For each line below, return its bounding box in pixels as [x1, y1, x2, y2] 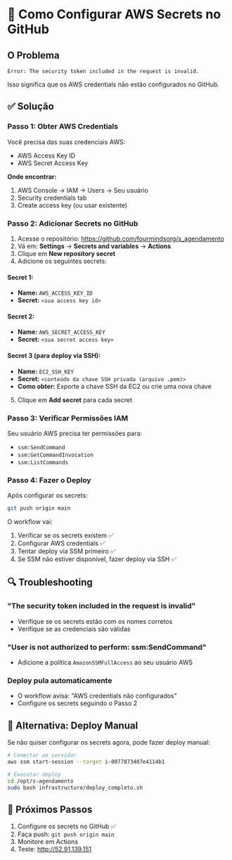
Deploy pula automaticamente [7, 675, 112, 685]
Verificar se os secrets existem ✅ [17, 531, 115, 540]
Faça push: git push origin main [17, 830, 115, 839]
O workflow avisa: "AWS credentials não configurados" [17, 692, 177, 700]
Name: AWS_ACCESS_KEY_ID [17, 288, 94, 297]
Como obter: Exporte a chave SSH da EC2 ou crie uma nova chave [17, 382, 212, 390]
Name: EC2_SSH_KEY [17, 367, 75, 376]
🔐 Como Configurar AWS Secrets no [7, 6, 221, 23]
